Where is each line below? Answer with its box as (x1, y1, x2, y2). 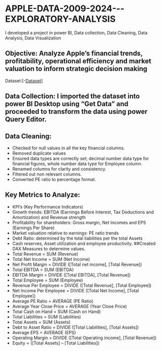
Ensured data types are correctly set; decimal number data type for (12, 155, 149, 161)
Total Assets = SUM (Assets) (12, 319, 71, 325)
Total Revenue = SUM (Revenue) (12, 251, 79, 257)
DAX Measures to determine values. (12, 246, 86, 251)
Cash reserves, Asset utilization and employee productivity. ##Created (12, 240, 156, 246)
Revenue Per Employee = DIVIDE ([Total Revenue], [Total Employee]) (12, 282, 152, 288)
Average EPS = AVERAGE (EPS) (12, 329, 76, 335)
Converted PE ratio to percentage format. (12, 176, 97, 182)
